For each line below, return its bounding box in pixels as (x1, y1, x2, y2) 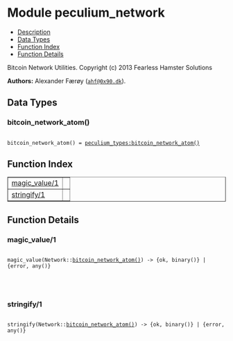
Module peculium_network (7, 5, 165, 21)
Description (17, 28, 51, 36)
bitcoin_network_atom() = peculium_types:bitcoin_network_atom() (7, 139, 200, 146)
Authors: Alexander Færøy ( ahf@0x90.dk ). (7, 76, 126, 85)
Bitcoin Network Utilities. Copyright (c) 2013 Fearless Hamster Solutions (7, 63, 213, 71)
